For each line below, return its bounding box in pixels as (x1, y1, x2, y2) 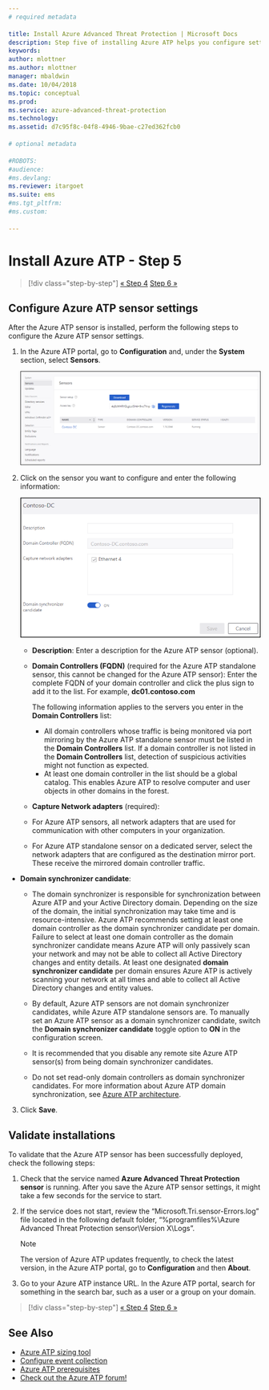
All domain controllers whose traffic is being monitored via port (43, 726, 252, 736)
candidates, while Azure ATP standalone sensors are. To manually (31, 1007, 250, 1017)
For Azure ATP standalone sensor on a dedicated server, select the (31, 841, 253, 851)
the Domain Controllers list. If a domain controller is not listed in (43, 743, 256, 754)
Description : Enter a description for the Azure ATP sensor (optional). (31, 646, 259, 656)
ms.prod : (8, 97, 38, 106)
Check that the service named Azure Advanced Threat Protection (19, 1174, 240, 1184)
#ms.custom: (8, 208, 48, 216)
